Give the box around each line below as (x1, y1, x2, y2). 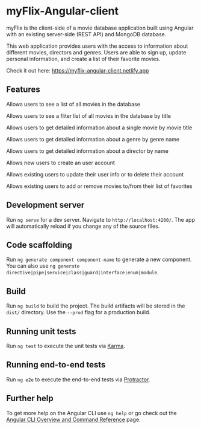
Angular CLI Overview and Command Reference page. (6, 416, 141, 423)
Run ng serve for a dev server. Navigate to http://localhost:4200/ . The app (6, 216, 196, 223)
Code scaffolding (6, 240, 72, 250)
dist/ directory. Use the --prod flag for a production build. (6, 309, 150, 316)
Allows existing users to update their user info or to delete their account (6, 170, 184, 178)
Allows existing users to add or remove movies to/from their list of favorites (6, 182, 193, 190)
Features (6, 85, 40, 95)
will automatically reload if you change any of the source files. (6, 222, 160, 230)
